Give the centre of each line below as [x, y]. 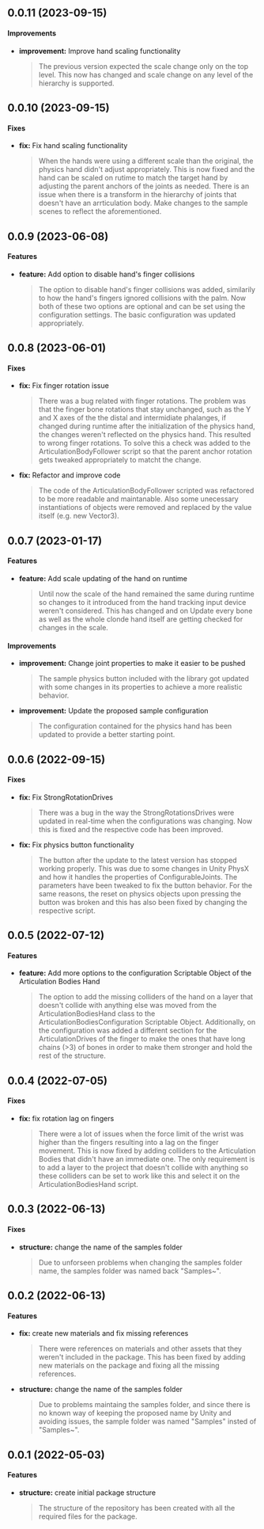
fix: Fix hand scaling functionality [73, 146]
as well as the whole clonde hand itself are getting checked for [141, 619]
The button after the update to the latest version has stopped [138, 860]
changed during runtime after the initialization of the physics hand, [147, 426]
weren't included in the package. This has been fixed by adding [142, 1357]
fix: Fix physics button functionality [77, 844]
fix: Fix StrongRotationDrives [66, 797]
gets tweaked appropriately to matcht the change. [120, 460]
